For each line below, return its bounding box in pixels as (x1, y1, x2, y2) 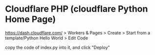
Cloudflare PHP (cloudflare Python (5, 3, 148, 15)
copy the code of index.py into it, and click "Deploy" (5, 44, 110, 50)
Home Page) (5, 14, 56, 25)
